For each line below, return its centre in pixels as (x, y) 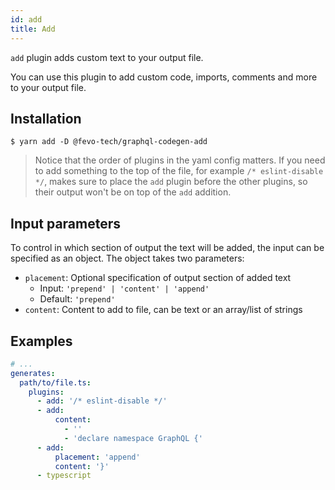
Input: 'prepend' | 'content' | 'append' (124, 288)
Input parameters (66, 223)
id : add (26, 19)
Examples (41, 341)
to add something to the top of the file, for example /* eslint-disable (179, 171)
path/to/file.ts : (55, 382)
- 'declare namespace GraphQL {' (133, 438)
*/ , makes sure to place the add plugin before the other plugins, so (171, 182)
